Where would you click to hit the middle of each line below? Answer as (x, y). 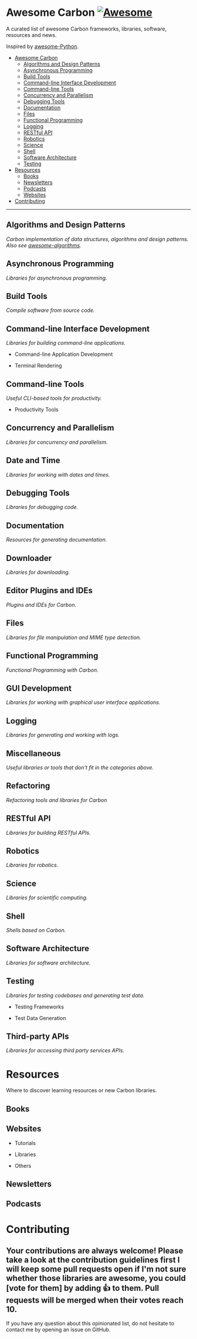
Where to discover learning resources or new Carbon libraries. (81, 1090)
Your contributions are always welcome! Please (95, 1251)
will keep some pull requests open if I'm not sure (96, 1269)
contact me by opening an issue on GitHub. (58, 1330)
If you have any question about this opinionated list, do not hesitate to (90, 1323)
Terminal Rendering (38, 366)
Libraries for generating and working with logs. (63, 735)
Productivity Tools (36, 409)
